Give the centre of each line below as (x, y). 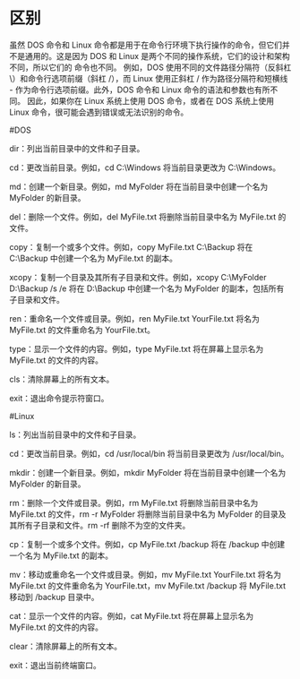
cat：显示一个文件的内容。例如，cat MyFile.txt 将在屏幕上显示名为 (131, 615)
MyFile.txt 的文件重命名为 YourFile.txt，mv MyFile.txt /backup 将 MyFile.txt (148, 585)
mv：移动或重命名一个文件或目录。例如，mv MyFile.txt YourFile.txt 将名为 (146, 574)
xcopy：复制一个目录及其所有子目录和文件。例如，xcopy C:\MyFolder (138, 277)
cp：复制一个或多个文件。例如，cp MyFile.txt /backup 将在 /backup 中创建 (147, 544)
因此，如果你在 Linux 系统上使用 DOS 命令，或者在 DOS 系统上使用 (150, 100)
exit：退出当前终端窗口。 (55, 665)
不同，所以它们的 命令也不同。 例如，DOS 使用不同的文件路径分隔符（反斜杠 (150, 67)
